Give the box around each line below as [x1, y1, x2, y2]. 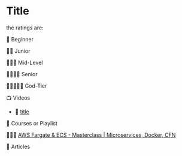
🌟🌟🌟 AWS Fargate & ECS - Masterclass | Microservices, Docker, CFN [6, 131, 176, 139]
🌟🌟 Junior [6, 47, 31, 55]
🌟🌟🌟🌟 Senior [6, 70, 38, 77]
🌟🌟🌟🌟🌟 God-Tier [6, 82, 47, 89]
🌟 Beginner [6, 35, 34, 43]
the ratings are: [6, 24, 44, 31]
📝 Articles [6, 143, 31, 150]
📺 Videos [6, 94, 31, 101]
